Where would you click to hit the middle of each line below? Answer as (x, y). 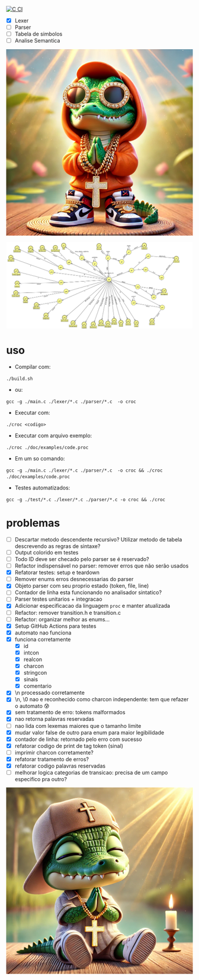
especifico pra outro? (41, 779)
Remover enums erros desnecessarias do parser (74, 579)
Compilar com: (33, 366)
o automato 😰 (32, 706)
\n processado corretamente (49, 693)
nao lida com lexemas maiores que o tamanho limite (78, 726)
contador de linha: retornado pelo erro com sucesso (78, 739)
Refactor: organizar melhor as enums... (62, 619)
